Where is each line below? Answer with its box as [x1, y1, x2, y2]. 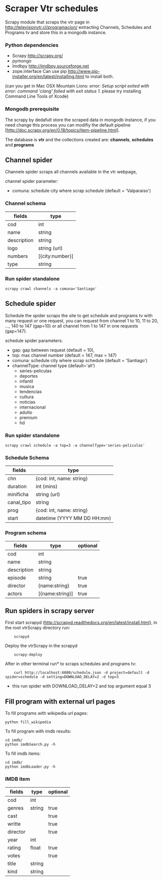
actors [7, 590, 22, 597]
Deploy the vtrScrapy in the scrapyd [5, 643, 78, 649]
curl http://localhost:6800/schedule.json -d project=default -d [14, 670, 150, 675]
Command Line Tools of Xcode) [5, 93, 69, 99]
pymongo [12, 58, 32, 64]
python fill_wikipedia [5, 720, 51, 725]
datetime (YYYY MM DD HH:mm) [36, 515, 111, 522]
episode [7, 574, 26, 581]
